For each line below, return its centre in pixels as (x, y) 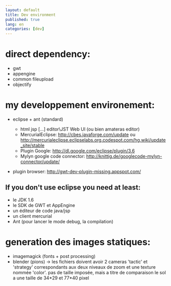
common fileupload (33, 79)
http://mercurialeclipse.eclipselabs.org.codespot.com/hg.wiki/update (93, 140)
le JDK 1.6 (23, 200)
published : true (22, 19)
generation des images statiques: (78, 242)
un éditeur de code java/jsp (41, 211)
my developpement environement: (80, 105)
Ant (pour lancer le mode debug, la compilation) (63, 221)
